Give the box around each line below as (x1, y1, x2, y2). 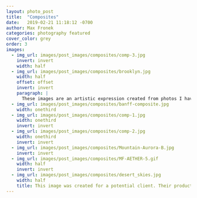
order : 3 (6, 42, 28, 47)
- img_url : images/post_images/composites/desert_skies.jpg (11, 172, 161, 178)
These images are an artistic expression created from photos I (21, 95, 182, 101)
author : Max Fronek (6, 25, 54, 31)
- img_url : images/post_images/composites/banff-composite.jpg (11, 101, 169, 107)
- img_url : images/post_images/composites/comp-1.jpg (11, 112, 145, 118)
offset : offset (16, 80, 54, 86)
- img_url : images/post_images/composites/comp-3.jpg (11, 52, 145, 58)
